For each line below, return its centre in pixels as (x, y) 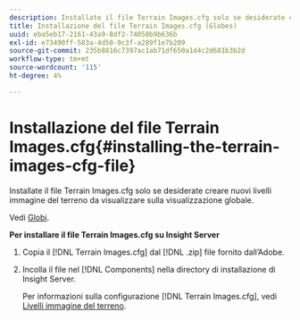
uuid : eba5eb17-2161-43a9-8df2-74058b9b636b (93, 34)
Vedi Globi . (29, 217)
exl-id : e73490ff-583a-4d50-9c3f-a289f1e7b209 (97, 42)
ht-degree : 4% (36, 76)
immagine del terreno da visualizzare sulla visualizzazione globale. (132, 200)
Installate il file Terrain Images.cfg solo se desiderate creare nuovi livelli (141, 190)
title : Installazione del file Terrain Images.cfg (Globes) (124, 26)
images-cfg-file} (73, 165)
